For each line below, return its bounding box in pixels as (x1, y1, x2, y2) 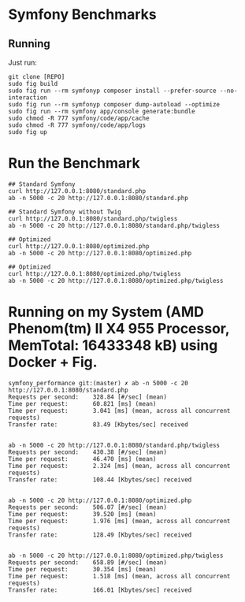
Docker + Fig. (8, 353, 98, 371)
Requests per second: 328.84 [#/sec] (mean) (8, 392, 168, 401)
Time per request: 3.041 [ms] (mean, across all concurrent (8, 407, 231, 414)
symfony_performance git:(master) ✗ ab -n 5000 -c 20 (8, 379, 189, 387)
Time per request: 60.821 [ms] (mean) (8, 399, 157, 407)
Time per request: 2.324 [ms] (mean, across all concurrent (8, 462, 231, 470)
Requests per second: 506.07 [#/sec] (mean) (8, 503, 168, 511)
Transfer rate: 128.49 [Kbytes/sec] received (8, 530, 192, 539)
